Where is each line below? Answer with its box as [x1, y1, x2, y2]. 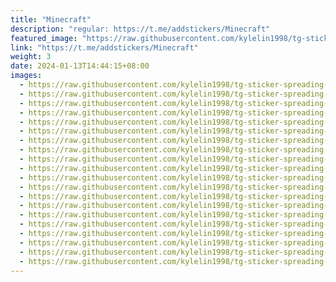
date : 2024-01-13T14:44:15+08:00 [10, 61, 150, 71]
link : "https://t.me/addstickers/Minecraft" [10, 42, 199, 53]
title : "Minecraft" [10, 14, 92, 25]
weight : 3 [10, 52, 52, 62]
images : [10, 71, 43, 81]
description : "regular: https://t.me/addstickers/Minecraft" [10, 24, 271, 34]
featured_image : [10, 33, 78, 43]
